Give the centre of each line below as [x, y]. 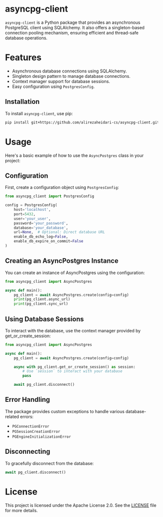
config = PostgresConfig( [31, 205]
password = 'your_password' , [41, 223]
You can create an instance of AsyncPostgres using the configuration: [75, 273]
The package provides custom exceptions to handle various [65, 411]
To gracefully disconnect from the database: [49, 463]
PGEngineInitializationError [41, 437]
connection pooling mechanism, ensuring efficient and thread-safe [72, 33]
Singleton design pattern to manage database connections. [71, 76]
